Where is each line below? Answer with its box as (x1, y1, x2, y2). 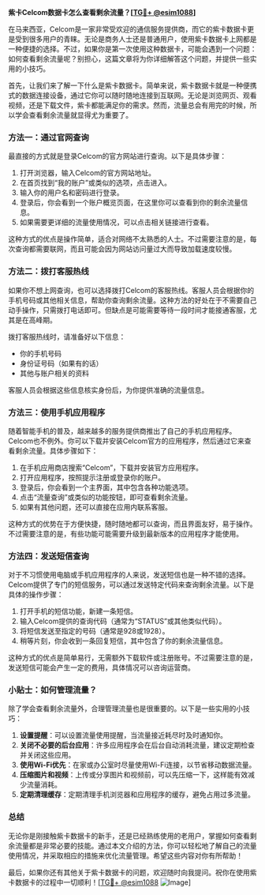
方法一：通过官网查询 (8, 132, 89, 143)
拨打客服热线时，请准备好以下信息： (8, 332, 126, 341)
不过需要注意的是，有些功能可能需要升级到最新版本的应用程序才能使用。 (8, 528, 243, 538)
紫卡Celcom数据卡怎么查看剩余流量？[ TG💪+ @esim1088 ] (8, 8, 196, 17)
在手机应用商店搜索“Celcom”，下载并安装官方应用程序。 (19, 462, 203, 472)
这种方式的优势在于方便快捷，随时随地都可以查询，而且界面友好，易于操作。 (8, 519, 257, 528)
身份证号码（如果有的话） (19, 359, 103, 368)
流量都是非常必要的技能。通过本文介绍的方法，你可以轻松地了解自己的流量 (14, 840, 257, 850)
